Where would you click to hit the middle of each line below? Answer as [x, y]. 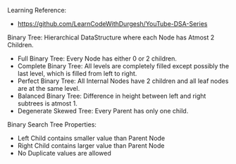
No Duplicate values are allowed [64, 153]
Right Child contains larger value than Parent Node [91, 146]
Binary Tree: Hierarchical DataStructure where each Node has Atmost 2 [111, 37]
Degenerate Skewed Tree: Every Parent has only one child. [103, 111]
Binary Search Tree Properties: [52, 125]
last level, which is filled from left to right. [77, 74]
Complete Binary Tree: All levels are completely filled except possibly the [123, 66]
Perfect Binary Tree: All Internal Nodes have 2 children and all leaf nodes [123, 81]
